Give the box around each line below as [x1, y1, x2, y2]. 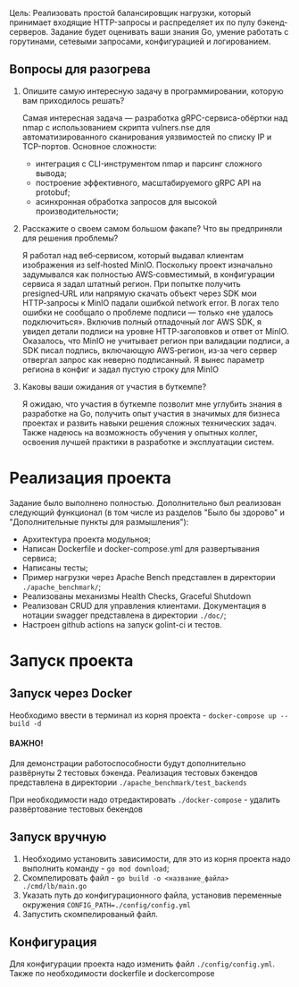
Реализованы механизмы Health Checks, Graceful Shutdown [21, 590, 252, 602]
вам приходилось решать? [21, 95, 125, 105]
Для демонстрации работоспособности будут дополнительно [9, 757, 246, 768]
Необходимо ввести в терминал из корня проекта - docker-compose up [9, 710, 277, 721]
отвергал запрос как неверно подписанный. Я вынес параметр [21, 354, 265, 365]
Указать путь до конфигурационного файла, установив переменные [21, 890, 283, 900]
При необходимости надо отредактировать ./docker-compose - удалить [9, 794, 281, 805]
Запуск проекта [9, 650, 134, 671]
